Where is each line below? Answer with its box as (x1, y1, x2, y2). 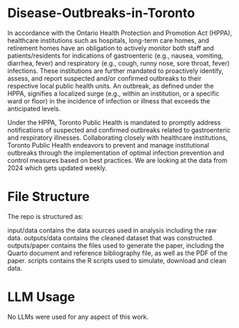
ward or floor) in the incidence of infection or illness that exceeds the (7, 96, 210, 105)
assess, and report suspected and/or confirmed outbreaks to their (7, 73, 202, 83)
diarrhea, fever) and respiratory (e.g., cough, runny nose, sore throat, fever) (7, 58, 230, 67)
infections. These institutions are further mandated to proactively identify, (7, 66, 224, 75)
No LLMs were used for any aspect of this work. (7, 312, 149, 321)
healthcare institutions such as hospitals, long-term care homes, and (7, 36, 209, 44)
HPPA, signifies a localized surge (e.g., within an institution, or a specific (7, 89, 220, 98)
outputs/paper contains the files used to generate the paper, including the (7, 241, 225, 250)
